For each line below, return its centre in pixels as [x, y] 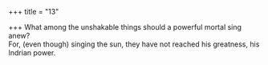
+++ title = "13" [34, 12]
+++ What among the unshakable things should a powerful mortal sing [125, 27]
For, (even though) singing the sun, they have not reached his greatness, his [134, 44]
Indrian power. [32, 53]
